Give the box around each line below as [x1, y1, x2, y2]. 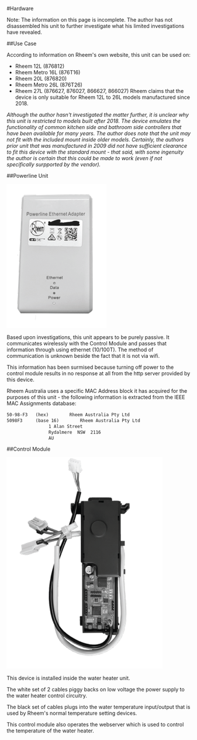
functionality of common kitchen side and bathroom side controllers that [6, 124, 182, 130]
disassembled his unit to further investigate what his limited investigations [6, 23, 185, 29]
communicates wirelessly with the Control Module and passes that [6, 340, 167, 347]
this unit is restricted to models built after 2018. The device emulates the [6, 117, 181, 125]
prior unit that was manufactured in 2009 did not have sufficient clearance [6, 143, 188, 149]
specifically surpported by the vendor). [6, 161, 101, 168]
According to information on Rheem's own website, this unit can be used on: [6, 51, 191, 58]
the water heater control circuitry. [6, 692, 87, 699]
